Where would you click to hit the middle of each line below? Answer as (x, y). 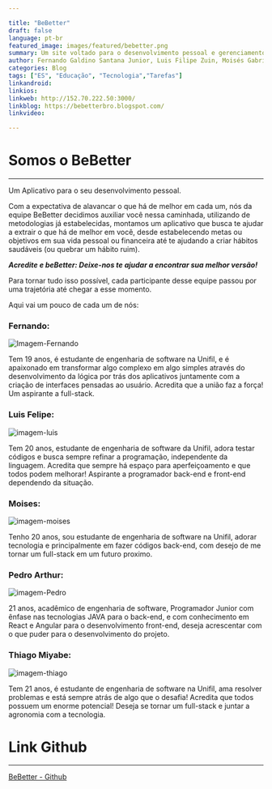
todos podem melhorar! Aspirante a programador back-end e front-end (127, 474)
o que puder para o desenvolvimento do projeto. (89, 634)
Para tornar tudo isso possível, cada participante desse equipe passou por (133, 281)
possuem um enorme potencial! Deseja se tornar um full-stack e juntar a (129, 706)
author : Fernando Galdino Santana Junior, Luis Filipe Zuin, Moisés (126, 61)
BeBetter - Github (38, 777)
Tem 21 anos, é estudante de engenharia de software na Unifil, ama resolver (135, 689)
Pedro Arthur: (36, 574)
